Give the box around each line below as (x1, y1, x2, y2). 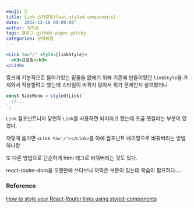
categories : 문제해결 (6, 36, 54, 41)
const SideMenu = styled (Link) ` (6, 93, 84, 99)
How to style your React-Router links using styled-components (6, 195, 157, 202)
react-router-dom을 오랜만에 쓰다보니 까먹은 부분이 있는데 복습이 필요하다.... (6, 167, 182, 174)
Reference (6, 182, 36, 190)
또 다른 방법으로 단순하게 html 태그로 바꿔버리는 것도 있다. (6, 154, 138, 161)
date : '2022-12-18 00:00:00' (6, 19, 77, 25)
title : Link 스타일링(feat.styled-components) (6, 14, 117, 20)
